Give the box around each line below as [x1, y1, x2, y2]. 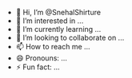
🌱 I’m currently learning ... [15, 25, 102, 33]
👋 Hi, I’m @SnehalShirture [15, 8, 102, 17]
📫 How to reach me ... [15, 42, 90, 51]
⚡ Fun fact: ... [15, 62, 60, 72]
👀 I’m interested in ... [15, 16, 84, 25]
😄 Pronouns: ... [15, 53, 68, 63]
